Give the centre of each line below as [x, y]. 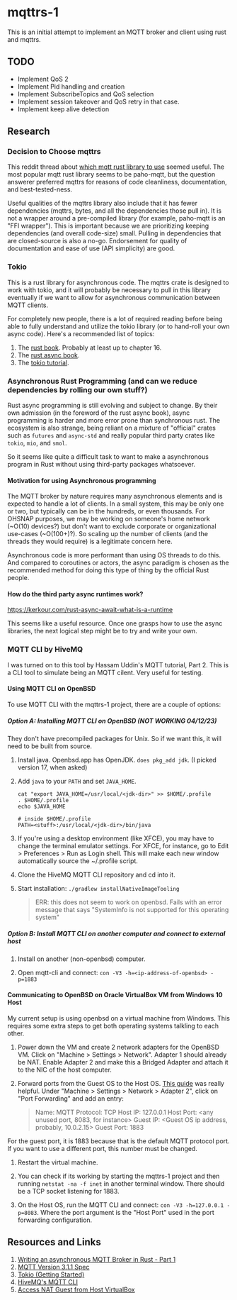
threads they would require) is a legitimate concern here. [90, 541]
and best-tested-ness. [40, 189]
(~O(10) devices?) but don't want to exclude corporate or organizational [112, 526]
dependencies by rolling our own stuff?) [77, 389]
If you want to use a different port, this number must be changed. [103, 1149]
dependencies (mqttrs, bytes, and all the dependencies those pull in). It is [114, 211]
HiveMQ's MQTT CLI [48, 1282]
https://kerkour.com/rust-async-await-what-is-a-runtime [90, 610]
